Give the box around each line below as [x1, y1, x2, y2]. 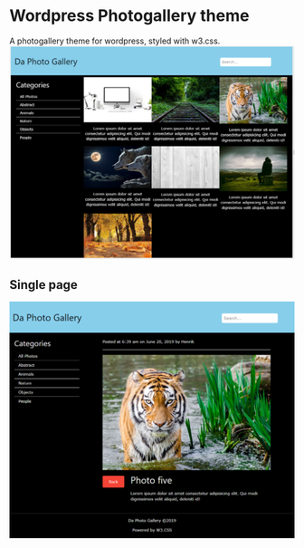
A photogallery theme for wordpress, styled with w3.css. [9, 35, 221, 46]
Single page [9, 277, 79, 293]
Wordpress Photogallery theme [9, 5, 250, 26]
